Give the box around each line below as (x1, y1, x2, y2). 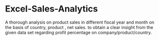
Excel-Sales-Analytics (5, 3, 98, 14)
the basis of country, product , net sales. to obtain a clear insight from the (5, 24, 153, 30)
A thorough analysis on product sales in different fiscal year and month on (5, 19, 155, 25)
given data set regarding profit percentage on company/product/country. (5, 29, 152, 35)
